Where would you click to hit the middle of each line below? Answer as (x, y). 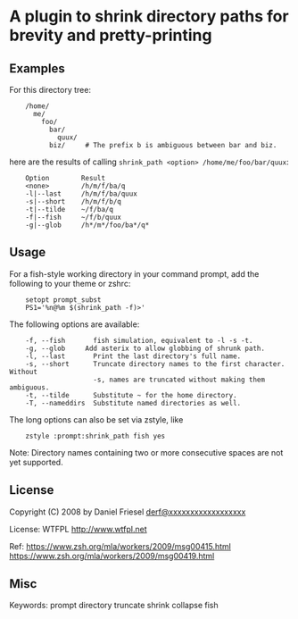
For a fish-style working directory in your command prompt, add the (134, 273)
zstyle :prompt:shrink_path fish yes (95, 436)
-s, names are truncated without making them (179, 380)
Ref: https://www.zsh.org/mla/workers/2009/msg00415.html (120, 546)
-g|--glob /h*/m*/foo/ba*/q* (87, 225)
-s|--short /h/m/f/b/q (74, 202)
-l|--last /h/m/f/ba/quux (82, 194)
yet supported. (37, 462)
